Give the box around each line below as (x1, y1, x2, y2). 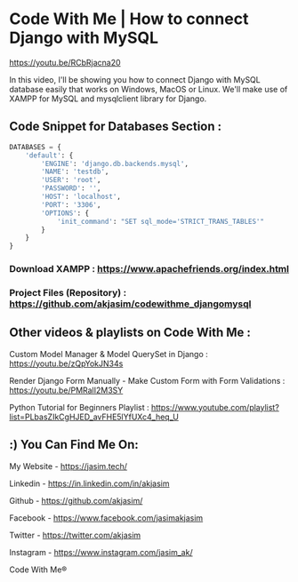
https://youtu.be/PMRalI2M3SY (9, 385, 124, 395)
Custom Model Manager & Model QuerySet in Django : (9, 348, 209, 359)
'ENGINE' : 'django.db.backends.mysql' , (41, 159, 189, 168)
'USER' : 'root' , (41, 176, 101, 185)
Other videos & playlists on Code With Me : (9, 325, 252, 340)
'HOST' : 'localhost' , (41, 192, 122, 201)
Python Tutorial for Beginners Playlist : (9, 402, 149, 412)
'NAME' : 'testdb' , (41, 167, 109, 177)
